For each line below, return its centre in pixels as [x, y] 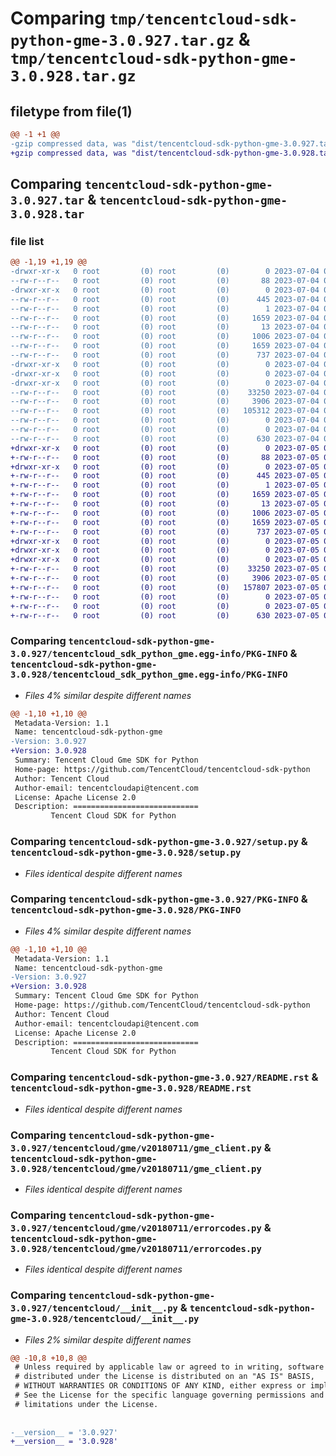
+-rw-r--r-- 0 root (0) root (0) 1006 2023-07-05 [165, 513]
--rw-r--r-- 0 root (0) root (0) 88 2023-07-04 [165, 281]
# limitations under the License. [86, 1404]
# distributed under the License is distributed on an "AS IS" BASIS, [164, 1377]
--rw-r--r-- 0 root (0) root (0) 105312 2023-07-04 [165, 411]
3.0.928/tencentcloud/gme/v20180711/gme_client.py [136, 1168]
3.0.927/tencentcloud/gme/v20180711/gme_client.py [136, 1148]
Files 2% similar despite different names [108, 1339]
